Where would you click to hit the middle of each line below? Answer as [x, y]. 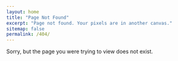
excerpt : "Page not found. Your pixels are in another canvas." [89, 23]
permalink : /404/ [28, 34]
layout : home [23, 12]
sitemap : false [26, 29]
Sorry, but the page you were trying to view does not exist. [80, 51]
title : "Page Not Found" [38, 18]
